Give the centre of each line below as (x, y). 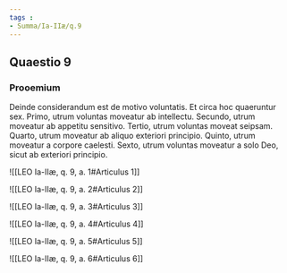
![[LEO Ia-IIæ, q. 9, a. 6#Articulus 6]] (76, 259)
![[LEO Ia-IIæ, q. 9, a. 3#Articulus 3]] (76, 207)
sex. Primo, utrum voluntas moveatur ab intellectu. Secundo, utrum (132, 116)
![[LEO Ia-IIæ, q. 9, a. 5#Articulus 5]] (76, 242)
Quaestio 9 (40, 62)
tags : (21, 17)
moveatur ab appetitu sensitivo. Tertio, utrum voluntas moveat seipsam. (141, 126)
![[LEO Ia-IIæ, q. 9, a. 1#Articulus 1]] (75, 172)
